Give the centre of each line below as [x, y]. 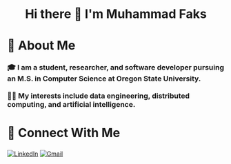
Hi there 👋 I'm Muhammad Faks [116, 14]
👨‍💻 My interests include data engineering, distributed [99, 96]
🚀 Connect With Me [64, 133]
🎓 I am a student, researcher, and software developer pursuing [115, 68]
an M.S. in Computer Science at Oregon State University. [104, 79]
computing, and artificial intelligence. [71, 105]
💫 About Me [41, 46]
